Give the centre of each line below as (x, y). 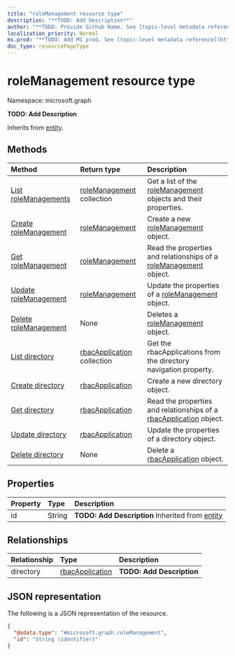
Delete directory (37, 454)
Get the (159, 343)
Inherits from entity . (36, 128)
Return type (100, 169)
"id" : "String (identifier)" (56, 639)
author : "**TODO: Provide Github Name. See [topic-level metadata (106, 27)
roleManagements (41, 198)
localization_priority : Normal (53, 33)
